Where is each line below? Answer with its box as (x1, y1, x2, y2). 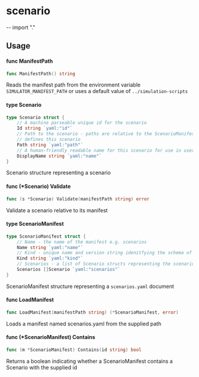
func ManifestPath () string (6, 71, 76, 76)
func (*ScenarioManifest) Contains (6, 334, 96, 341)
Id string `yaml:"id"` (17, 126, 73, 132)
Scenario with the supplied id (6, 363, 78, 371)
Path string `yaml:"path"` (17, 142, 84, 148)
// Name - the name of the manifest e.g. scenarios (17, 239, 147, 245)
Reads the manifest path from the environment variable (6, 81, 141, 88)
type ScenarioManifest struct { (6, 233, 86, 239)
